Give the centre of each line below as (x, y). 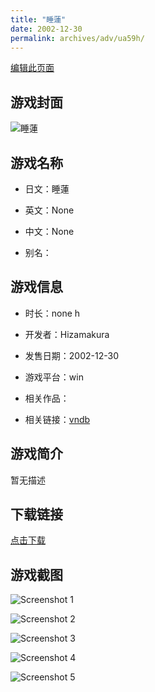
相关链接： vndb (57, 419)
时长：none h (52, 313)
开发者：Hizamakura (67, 334)
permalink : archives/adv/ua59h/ (77, 38)
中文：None (49, 231)
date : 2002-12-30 (46, 29)
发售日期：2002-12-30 (71, 355)
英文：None (49, 210)
